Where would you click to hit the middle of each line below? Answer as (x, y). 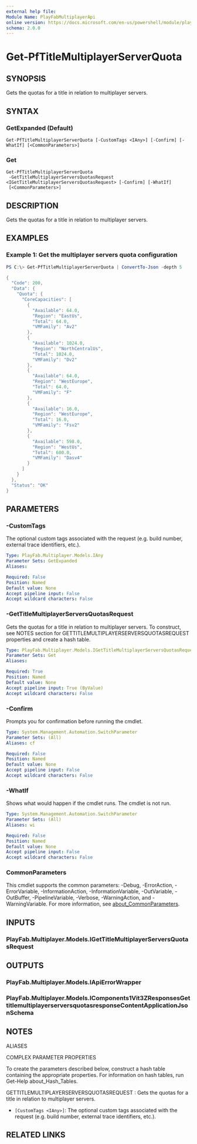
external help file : (31, 11)
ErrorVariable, (23, 891)
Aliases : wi (21, 825)
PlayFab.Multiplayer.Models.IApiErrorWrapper (74, 982)
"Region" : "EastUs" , (57, 316)
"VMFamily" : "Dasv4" (57, 458)
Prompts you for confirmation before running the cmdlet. (74, 721)
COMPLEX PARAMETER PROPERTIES (51, 1057)
